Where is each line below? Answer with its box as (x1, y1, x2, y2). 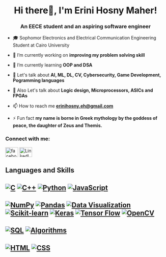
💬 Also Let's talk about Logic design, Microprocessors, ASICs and (12, 87, 153, 94)
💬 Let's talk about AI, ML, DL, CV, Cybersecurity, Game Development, (12, 72, 161, 78)
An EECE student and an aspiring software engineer (20, 23, 151, 30)
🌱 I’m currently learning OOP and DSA (12, 62, 93, 68)
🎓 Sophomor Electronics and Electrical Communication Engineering (12, 35, 156, 41)
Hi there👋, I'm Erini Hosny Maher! (14, 5, 157, 16)
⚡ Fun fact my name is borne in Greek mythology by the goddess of (12, 115, 158, 121)
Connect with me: (5, 135, 50, 142)
